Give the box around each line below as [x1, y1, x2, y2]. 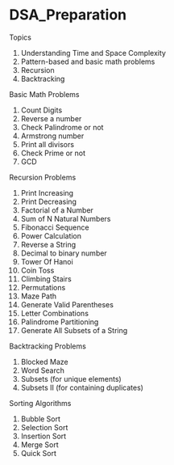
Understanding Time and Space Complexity [20, 48, 166, 57]
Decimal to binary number [20, 248, 107, 258]
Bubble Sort [20, 414, 61, 424]
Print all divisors [20, 139, 75, 149]
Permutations [20, 282, 66, 292]
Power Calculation [20, 230, 82, 240]
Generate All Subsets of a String [20, 325, 128, 335]
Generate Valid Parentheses [20, 299, 114, 309]
